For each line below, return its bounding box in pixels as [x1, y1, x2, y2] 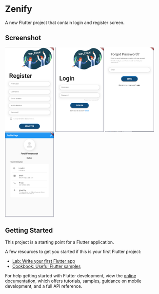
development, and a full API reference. [5, 283, 82, 289]
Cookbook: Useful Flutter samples [12, 263, 81, 269]
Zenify [5, 3, 33, 15]
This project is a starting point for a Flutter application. [5, 239, 114, 245]
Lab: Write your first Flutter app [12, 258, 76, 264]
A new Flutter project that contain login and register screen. [5, 20, 125, 25]
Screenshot [5, 34, 41, 42]
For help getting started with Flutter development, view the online [5, 272, 137, 278]
